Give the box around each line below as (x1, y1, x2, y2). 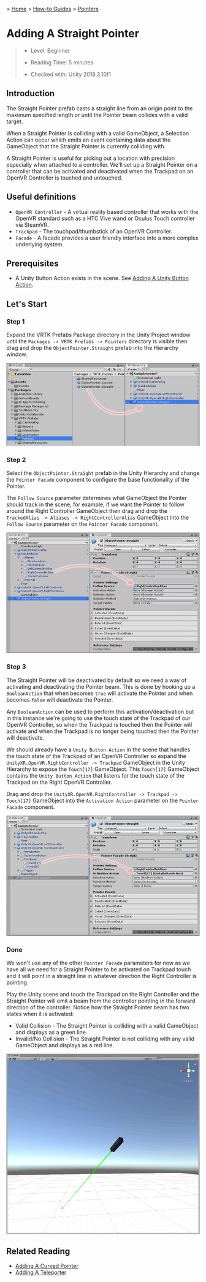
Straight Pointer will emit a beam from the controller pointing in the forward (6, 997, 196, 1004)
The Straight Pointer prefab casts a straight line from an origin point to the (6, 104, 193, 112)
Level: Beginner (30, 47, 71, 54)
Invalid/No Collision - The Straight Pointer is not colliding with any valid (15, 1035, 195, 1042)
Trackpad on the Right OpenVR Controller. (6, 778, 112, 786)
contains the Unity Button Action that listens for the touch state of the (6, 772, 185, 779)
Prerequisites (6, 258, 59, 268)
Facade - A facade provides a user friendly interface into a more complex (15, 234, 199, 241)
